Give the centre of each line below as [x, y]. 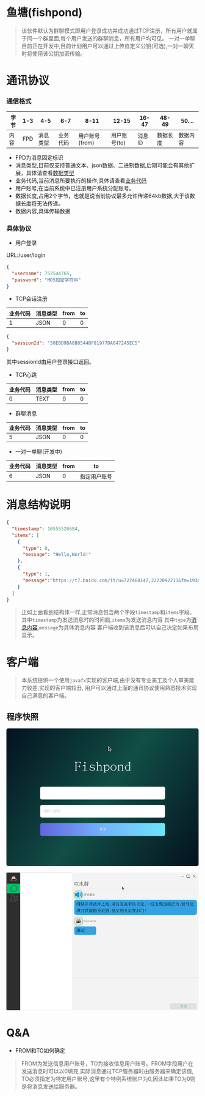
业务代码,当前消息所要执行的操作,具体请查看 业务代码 [81, 180]
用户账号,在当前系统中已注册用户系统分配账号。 [75, 188]
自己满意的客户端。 [45, 695]
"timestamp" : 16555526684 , [46, 529]
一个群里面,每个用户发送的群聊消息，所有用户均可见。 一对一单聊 [114, 38]
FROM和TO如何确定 [40, 1051]
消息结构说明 [39, 505]
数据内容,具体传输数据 [43, 211]
